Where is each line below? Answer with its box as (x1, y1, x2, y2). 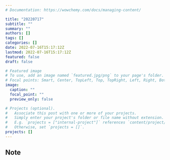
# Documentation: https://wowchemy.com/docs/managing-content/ (5, 7, 142, 13)
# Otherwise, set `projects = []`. (5, 125, 85, 130)
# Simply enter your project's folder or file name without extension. (5, 115, 164, 120)
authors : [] (5, 31, 30, 36)
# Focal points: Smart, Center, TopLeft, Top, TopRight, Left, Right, (5, 78, 157, 83)
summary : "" (5, 26, 30, 31)
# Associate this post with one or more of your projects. (5, 110, 137, 116)
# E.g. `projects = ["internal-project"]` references (5, 120, 125, 125)
